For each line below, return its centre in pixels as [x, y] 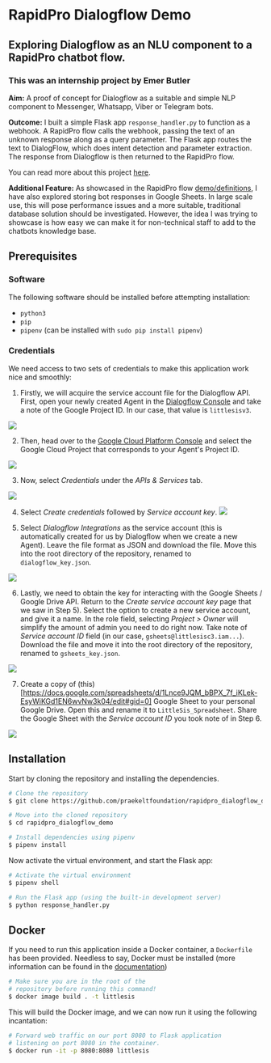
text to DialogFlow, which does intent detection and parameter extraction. [130, 148]
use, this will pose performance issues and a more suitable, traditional [125, 205]
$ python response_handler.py [59, 905]
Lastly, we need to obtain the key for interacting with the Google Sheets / [141, 593]
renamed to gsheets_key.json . [70, 653]
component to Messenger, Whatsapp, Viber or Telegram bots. [111, 106]
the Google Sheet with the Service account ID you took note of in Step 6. [141, 718]
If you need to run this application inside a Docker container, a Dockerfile [130, 950]
